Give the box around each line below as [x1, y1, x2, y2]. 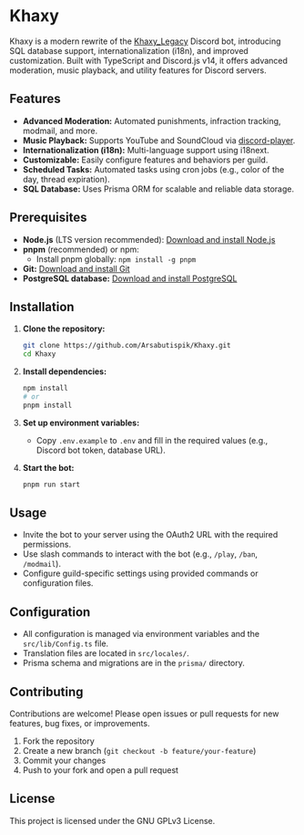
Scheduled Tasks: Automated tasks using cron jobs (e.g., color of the [22, 163, 285, 174]
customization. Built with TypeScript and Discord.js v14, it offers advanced [9, 55, 289, 66]
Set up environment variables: [22, 417, 140, 428]
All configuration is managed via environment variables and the [22, 629, 260, 640]
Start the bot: [22, 462, 75, 473]
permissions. [22, 539, 71, 550]
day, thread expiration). [22, 173, 111, 184]
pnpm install [22, 401, 73, 410]
